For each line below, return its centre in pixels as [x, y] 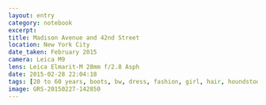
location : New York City [49, 45]
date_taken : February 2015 [53, 52]
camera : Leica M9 [37, 60]
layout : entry [32, 15]
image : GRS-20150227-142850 [55, 89]
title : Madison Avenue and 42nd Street [74, 37]
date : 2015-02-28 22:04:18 [53, 74]
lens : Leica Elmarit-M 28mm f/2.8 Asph [74, 67]
